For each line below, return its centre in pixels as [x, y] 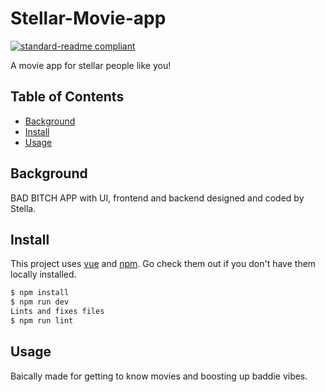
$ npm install [40, 293]
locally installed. [43, 274]
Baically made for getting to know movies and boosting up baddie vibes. [159, 376]
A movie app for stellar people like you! [91, 65]
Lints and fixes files [57, 312]
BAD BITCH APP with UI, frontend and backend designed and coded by [157, 198]
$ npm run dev [40, 302]
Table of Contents [67, 97]
